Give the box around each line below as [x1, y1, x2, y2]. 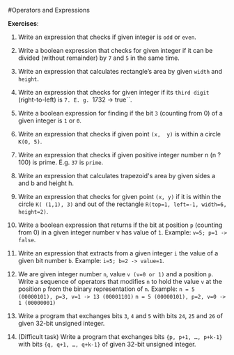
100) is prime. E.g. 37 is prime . [17, 158, 104, 166]
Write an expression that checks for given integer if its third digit [17, 88, 210, 96]
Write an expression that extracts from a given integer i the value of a [17, 249, 219, 257]
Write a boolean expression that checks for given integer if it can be [17, 47, 213, 54]
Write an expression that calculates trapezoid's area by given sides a [17, 172, 216, 180]
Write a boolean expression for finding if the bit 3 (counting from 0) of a [17, 109, 224, 117]
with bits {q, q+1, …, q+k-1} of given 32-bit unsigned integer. [17, 340, 196, 348]
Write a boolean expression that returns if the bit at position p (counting [17, 221, 223, 229]
